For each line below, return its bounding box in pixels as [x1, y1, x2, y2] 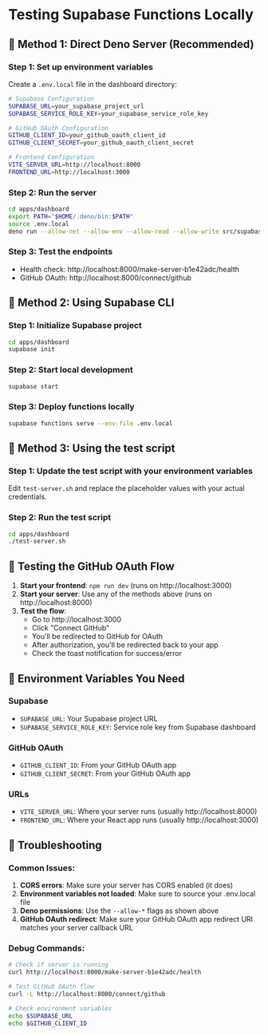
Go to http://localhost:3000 [31, 614, 122, 624]
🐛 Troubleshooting [8, 838, 102, 851]
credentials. [8, 492, 47, 502]
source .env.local [8, 219, 69, 228]
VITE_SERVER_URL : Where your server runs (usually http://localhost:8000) [19, 807, 258, 816]
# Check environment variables [8, 1004, 112, 1013]
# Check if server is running [8, 961, 109, 969]
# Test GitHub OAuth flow [8, 983, 94, 991]
